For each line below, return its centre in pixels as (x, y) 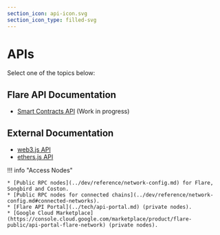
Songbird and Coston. (38, 189)
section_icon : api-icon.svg (47, 13)
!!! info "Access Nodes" (40, 170)
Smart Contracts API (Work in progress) (73, 112)
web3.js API (34, 150)
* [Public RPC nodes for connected (58, 195)
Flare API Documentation (62, 95)
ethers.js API (35, 157)
